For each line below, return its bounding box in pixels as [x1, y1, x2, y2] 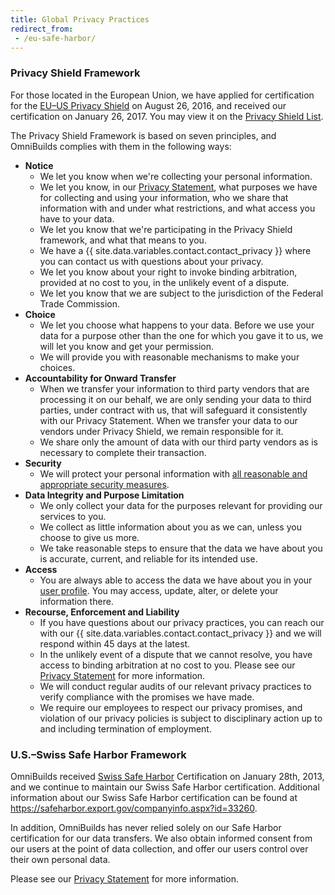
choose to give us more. [39, 531, 140, 543]
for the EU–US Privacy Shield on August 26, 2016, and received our [10, 99, 287, 111]
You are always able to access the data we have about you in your [39, 574, 313, 586]
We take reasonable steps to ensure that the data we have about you [39, 542, 323, 554]
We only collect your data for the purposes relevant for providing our [39, 499, 323, 511]
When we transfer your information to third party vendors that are [39, 382, 310, 395]
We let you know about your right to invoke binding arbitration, [39, 266, 298, 278]
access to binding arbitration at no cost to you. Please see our [39, 659, 296, 671]
